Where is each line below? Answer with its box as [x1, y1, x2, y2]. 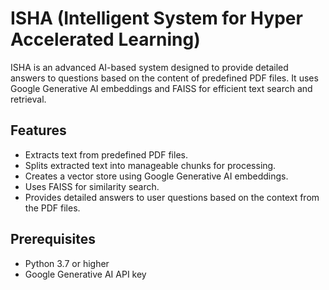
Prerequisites [10, 231, 96, 248]
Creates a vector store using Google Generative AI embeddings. [24, 170, 289, 182]
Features [10, 122, 67, 139]
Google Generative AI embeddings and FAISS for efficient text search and [10, 82, 313, 94]
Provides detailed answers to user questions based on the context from [24, 191, 320, 203]
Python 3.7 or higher [24, 257, 110, 269]
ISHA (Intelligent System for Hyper [10, 7, 303, 30]
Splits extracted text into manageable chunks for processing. [24, 159, 277, 171]
